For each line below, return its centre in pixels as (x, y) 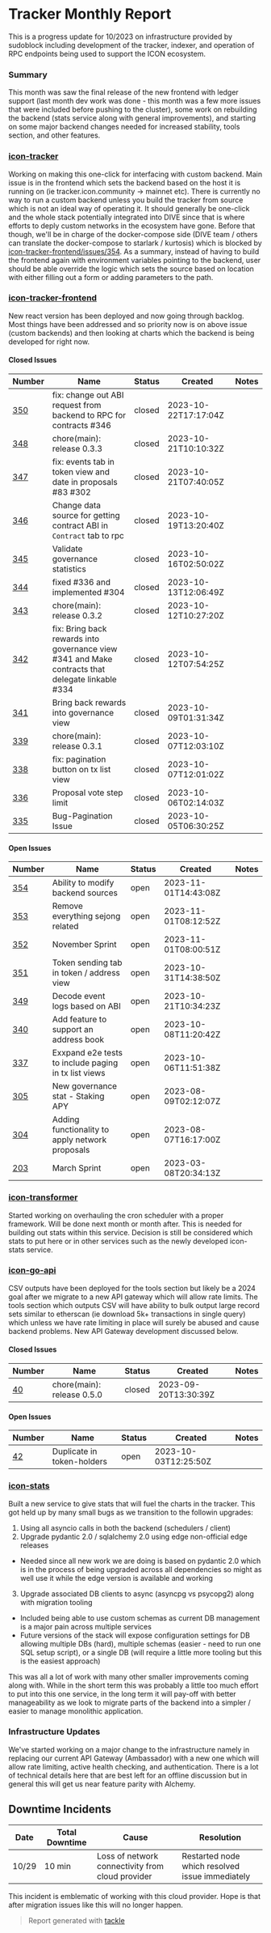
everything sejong (86, 916)
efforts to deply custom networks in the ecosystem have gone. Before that (132, 225)
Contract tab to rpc (88, 536)
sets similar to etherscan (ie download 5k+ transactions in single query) (127, 1314)
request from (77, 406)
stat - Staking (78, 1096)
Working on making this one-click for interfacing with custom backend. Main (135, 174)
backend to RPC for (89, 415)
